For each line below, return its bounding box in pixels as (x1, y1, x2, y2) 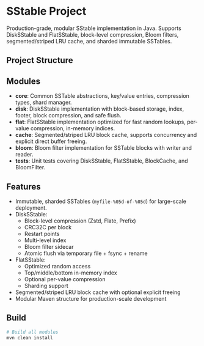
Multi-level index (24, 237, 67, 244)
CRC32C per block (24, 223, 72, 230)
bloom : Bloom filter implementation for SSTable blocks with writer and (15, 144, 192, 152)
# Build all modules (6, 329, 59, 335)
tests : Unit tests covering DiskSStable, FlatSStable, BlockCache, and (15, 157, 188, 164)
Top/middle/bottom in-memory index (24, 269, 117, 276)
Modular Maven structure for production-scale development (15, 295, 167, 302)
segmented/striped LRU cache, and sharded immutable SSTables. (6, 37, 172, 45)
